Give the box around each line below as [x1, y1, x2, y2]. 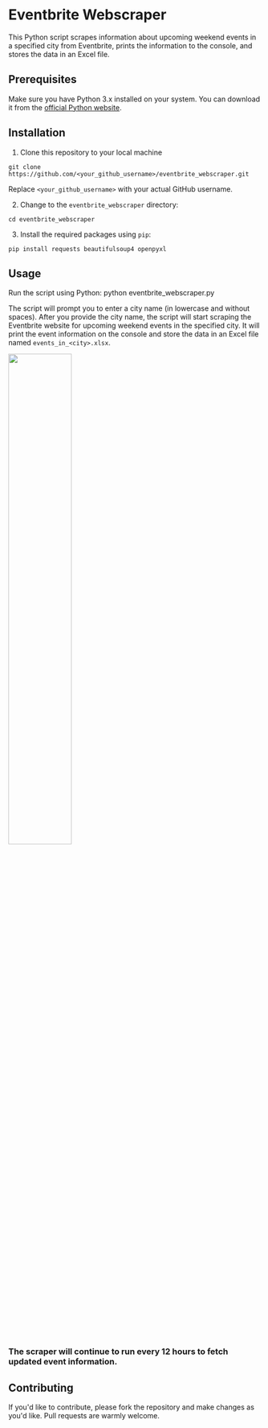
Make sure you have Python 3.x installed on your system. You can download [8, 94, 261, 104]
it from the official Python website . [8, 102, 122, 112]
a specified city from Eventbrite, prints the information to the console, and [8, 40, 253, 50]
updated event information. [8, 1356, 118, 1368]
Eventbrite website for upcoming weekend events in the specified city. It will [8, 320, 260, 331]
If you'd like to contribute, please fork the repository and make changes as [8, 1402, 255, 1412]
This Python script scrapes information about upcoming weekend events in [8, 32, 257, 42]
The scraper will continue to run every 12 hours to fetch [8, 1346, 229, 1357]
